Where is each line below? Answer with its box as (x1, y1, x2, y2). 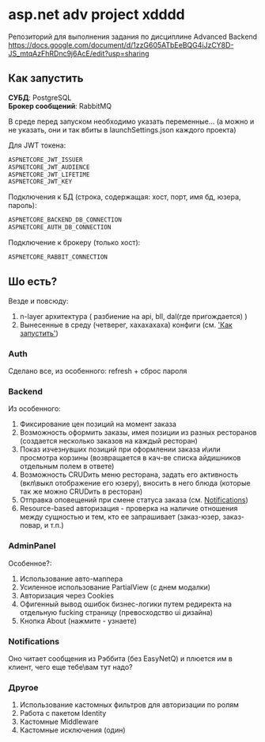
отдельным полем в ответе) (19, 462, 115, 471)
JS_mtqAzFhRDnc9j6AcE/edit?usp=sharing (8, 48, 150, 58)
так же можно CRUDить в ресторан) (19, 486, 143, 497)
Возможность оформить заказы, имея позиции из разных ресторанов (19, 428, 257, 437)
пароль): (8, 201, 37, 210)
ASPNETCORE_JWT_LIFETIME (8, 171, 90, 179)
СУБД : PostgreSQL (8, 93, 72, 102)
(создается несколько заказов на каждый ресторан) (19, 436, 198, 446)
